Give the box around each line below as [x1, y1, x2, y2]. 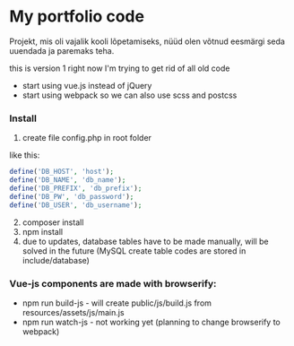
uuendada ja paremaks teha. [9, 45, 115, 56]
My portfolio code [9, 6, 145, 27]
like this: [9, 150, 40, 160]
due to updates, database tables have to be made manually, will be [22, 236, 269, 247]
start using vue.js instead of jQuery [22, 80, 152, 91]
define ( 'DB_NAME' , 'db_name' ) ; [9, 176, 126, 185]
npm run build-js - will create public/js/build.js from [22, 298, 212, 308]
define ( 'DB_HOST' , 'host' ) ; [9, 168, 115, 177]
